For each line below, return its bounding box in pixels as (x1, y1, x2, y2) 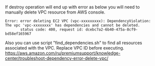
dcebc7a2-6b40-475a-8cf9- (85, 27, 138, 32)
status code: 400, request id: (20, 27, 84, 32)
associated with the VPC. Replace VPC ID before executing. (5, 45, 124, 50)
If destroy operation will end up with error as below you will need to (5, 4, 140, 10)
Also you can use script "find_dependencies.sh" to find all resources (5, 40, 142, 46)
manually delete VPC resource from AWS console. (5, 9, 105, 15)
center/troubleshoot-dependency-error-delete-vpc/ (5, 55, 108, 61)
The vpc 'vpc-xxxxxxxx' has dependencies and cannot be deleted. (5, 23, 140, 28)
